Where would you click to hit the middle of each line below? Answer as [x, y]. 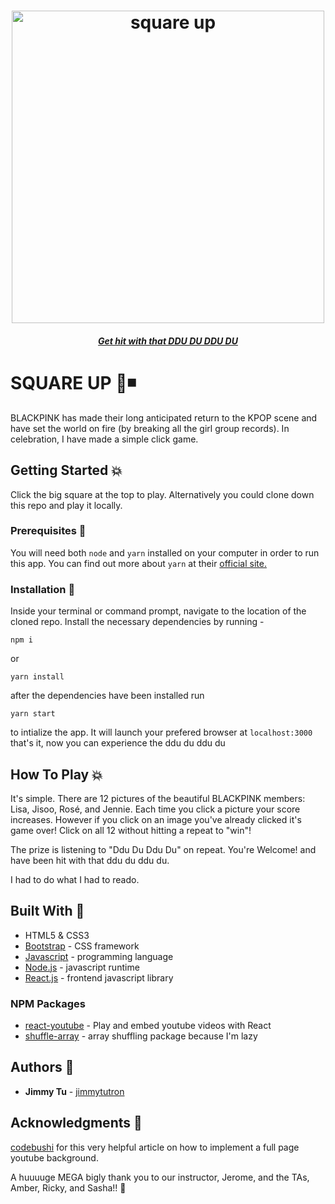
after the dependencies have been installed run [107, 696]
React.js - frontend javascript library [99, 977]
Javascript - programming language [99, 956]
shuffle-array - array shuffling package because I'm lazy [141, 1036]
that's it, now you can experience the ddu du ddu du [118, 743]
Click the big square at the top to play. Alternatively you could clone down [162, 494]
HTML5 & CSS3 [57, 935]
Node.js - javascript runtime [82, 967]
